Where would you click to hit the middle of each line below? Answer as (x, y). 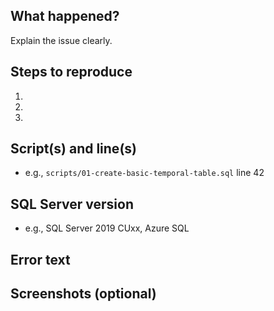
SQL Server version (72, 204)
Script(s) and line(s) (73, 149)
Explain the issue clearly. (61, 40)
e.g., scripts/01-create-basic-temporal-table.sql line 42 (144, 173)
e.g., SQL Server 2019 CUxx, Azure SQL (107, 228)
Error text (40, 259)
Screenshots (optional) (83, 294)
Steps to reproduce (71, 72)
